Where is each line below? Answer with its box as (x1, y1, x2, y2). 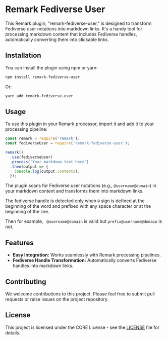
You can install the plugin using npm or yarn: (5, 64, 98, 70)
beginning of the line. (5, 209, 49, 215)
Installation (5, 51, 41, 60)
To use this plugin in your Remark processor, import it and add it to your (5, 121, 154, 127)
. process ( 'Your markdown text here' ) (10, 159, 89, 164)
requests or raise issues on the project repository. (5, 296, 109, 302)
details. (5, 329, 21, 335)
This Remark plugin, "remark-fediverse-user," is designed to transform (5, 20, 152, 26)
